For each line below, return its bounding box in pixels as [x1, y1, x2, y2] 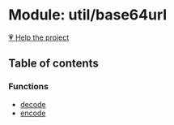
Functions [8, 81, 49, 93]
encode [19, 108, 46, 118]
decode [19, 99, 46, 109]
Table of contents [8, 57, 99, 71]
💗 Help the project [8, 32, 70, 42]
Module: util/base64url [8, 6, 168, 24]
